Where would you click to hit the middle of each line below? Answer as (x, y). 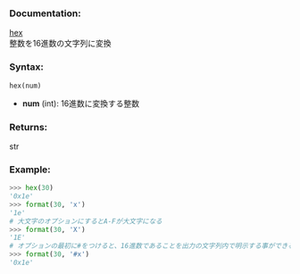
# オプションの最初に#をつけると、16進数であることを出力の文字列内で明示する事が (142, 246)
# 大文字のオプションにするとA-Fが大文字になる (86, 221)
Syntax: (27, 67)
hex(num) (25, 86)
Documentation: (46, 13)
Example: (30, 170)
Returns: (29, 127)
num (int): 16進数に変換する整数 (81, 103)
